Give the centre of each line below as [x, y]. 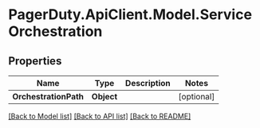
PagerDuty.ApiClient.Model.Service [130, 15]
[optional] [197, 97]
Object [104, 97]
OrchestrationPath [48, 97]
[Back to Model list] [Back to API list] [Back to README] [100, 116]
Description [148, 83]
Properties [35, 61]
